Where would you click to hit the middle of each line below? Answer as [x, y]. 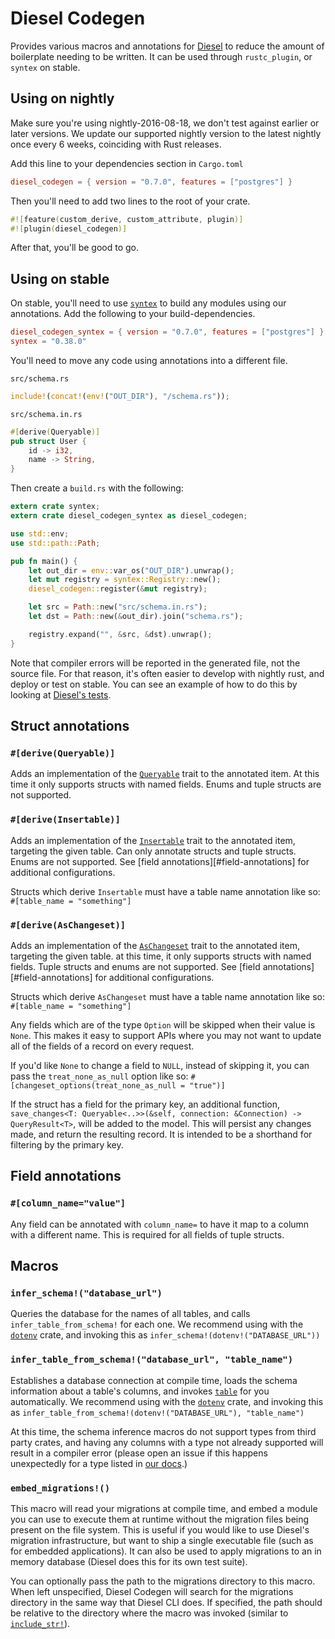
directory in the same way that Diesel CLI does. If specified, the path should [166, 1602]
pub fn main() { [44, 561]
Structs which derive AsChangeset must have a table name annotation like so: [168, 996]
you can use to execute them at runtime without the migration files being [160, 1519]
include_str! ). [40, 1623]
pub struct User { [48, 441]
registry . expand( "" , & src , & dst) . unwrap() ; [120, 634]
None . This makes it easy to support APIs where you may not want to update [166, 1035]
